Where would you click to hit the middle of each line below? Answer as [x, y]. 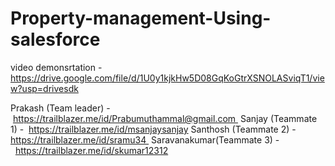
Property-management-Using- [141, 18]
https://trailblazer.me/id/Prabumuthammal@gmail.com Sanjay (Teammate [165, 118]
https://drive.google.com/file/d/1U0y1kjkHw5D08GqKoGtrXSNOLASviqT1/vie [167, 78]
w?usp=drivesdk [44, 88]
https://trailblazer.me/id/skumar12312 [91, 150]
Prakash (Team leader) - [60, 108]
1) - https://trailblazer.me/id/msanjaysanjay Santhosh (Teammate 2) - [153, 129]
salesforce [55, 39]
